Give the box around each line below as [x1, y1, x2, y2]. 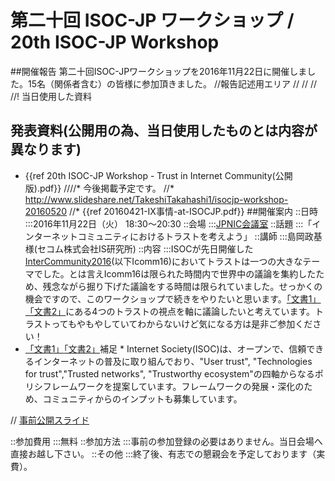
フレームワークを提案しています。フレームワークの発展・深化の [42, 380, 305, 392]
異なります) [10, 141, 82, 158]
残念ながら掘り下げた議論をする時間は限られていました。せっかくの [42, 280, 323, 292]
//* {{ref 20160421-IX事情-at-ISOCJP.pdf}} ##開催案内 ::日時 [69, 205, 319, 217]
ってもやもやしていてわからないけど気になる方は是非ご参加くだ [51, 317, 313, 330]
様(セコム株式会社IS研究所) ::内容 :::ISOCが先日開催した [24, 242, 254, 255]
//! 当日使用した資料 [10, 90, 93, 102]
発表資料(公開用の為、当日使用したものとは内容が [10, 122, 318, 140]
